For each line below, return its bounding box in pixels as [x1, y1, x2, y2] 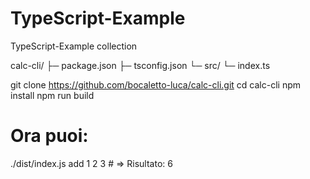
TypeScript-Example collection [10, 40, 138, 52]
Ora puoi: [10, 125, 89, 147]
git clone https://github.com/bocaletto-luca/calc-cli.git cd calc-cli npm [10, 78, 301, 91]
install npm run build [10, 89, 95, 101]
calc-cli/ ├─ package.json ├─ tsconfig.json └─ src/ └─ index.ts [10, 59, 271, 71]
